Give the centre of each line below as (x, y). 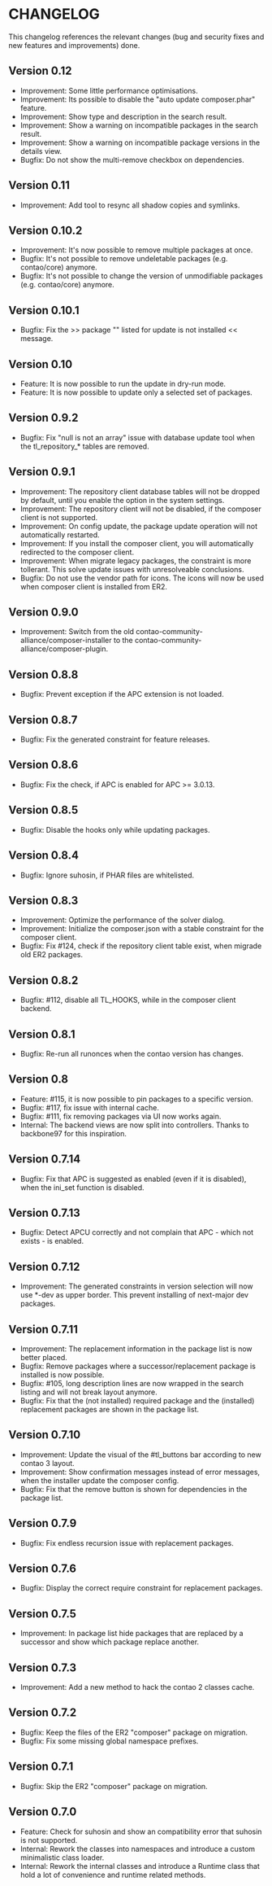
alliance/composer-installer (66, 641)
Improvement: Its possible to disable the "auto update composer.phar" (138, 99)
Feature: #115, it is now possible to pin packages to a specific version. (136, 1099)
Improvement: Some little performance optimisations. (109, 90)
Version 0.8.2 (43, 980)
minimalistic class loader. (62, 1858)
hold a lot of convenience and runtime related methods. (113, 1875)
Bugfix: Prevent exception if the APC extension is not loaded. (122, 694)
